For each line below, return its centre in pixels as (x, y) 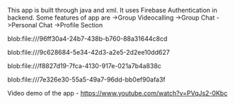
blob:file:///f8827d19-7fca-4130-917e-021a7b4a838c (84, 66)
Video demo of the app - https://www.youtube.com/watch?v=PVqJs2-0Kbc (117, 93)
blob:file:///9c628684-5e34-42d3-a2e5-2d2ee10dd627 (88, 52)
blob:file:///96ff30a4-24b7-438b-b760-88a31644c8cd (87, 39)
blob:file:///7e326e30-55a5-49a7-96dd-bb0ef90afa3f (87, 79)
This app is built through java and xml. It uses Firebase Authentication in (112, 10)
